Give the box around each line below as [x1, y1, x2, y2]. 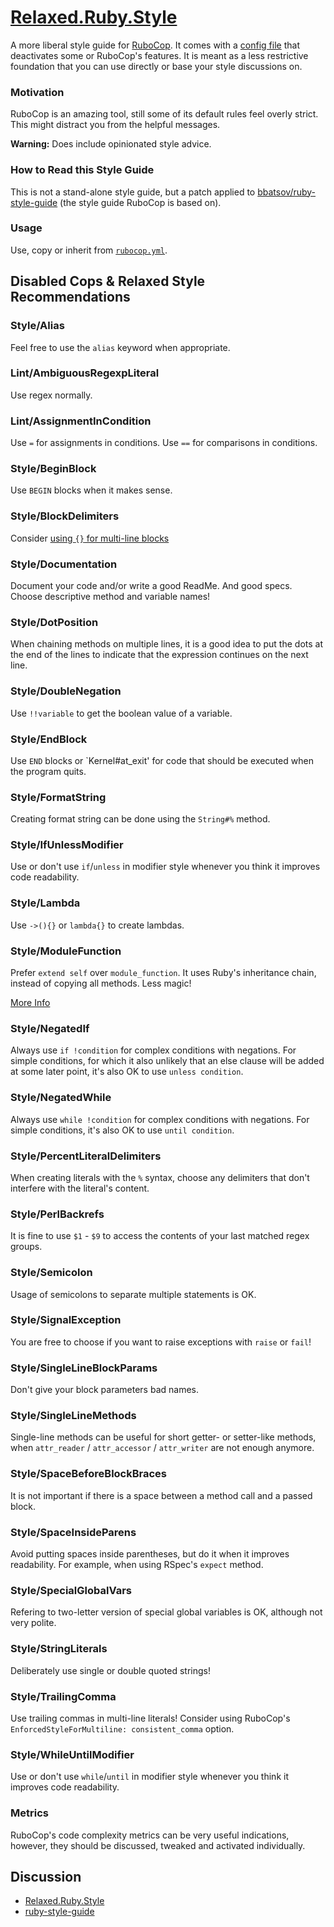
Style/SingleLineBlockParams [10, 1361, 158, 1375]
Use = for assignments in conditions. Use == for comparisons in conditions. [10, 437, 318, 449]
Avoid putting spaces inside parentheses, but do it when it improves [10, 1548, 290, 1560]
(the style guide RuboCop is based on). [59, 196, 222, 208]
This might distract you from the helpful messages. [10, 119, 221, 131]
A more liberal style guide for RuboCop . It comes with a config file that [10, 39, 300, 51]
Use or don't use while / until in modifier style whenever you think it [10, 1771, 289, 1783]
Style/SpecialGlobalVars [10, 1583, 132, 1597]
